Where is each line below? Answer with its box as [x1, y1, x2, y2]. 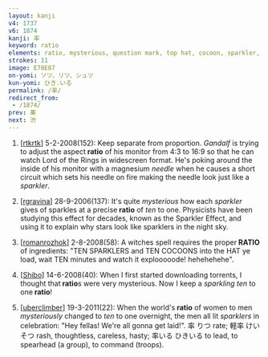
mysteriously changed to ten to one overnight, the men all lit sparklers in [19, 310, 259, 321]
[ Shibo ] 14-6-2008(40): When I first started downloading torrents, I [19, 270, 242, 279]
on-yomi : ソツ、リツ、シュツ [8, 71, 94, 79]
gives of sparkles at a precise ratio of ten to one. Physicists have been [19, 205, 253, 214]
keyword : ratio [8, 42, 59, 50]
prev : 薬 [8, 109, 36, 117]
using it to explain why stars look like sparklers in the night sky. [19, 221, 229, 231]
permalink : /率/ [8, 86, 62, 95]
